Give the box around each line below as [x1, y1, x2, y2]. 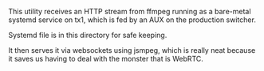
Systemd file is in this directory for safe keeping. [8, 31, 167, 39]
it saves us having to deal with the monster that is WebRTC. [8, 54, 203, 63]
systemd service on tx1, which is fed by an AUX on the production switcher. [8, 15, 257, 24]
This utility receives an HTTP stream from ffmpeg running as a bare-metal [8, 7, 251, 16]
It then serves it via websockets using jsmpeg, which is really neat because [8, 46, 256, 54]
